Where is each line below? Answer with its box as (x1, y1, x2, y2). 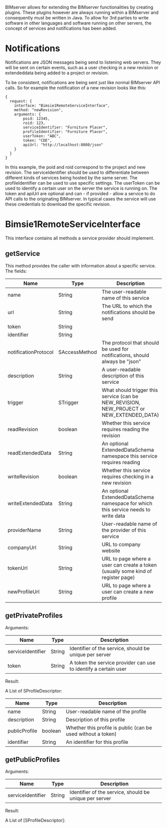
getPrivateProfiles (5, 611, 63, 620)
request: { (9, 99, 32, 104)
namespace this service (101, 453, 158, 460)
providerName (7, 526, 41, 533)
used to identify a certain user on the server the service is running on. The (5, 185, 158, 191)
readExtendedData (7, 449, 52, 456)
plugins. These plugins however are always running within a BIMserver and (5, 9, 159, 15)
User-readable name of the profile (66, 708, 147, 715)
